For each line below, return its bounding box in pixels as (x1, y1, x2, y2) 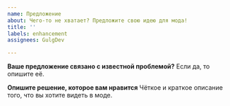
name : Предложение (7, 10, 61, 18)
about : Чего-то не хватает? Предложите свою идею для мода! (7, 17, 188, 24)
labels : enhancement (7, 30, 68, 37)
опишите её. (7, 70, 44, 78)
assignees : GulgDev (7, 37, 65, 44)
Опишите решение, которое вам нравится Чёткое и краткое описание (7, 83, 224, 92)
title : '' (7, 23, 37, 30)
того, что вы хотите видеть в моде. (7, 91, 113, 100)
